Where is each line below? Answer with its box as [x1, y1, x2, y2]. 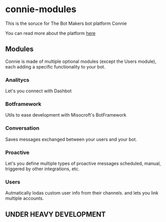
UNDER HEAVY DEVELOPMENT [5, 210, 106, 218]
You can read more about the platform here [5, 30, 95, 36]
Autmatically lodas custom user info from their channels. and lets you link [5, 190, 159, 196]
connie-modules [5, 4, 77, 15]
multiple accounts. [5, 195, 44, 201]
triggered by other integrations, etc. [5, 166, 80, 172]
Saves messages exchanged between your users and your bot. [5, 136, 137, 142]
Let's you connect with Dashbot [5, 88, 72, 94]
